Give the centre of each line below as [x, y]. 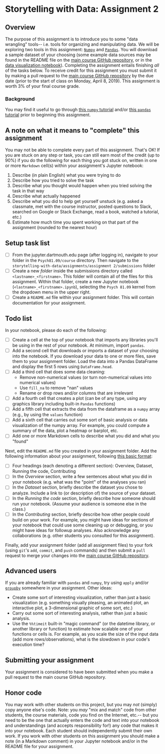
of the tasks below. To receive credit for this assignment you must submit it [81, 70]
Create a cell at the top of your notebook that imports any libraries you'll [85, 340]
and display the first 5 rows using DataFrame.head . [62, 367]
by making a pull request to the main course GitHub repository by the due [79, 76]
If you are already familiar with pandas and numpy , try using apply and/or [77, 583]
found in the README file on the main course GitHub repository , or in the [79, 60]
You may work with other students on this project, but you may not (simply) [81, 705]
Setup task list [27, 243]
